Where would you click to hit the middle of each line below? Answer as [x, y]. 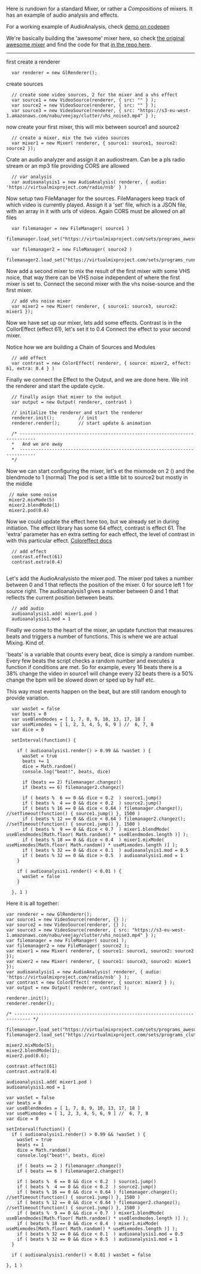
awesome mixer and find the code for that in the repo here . [79, 45]
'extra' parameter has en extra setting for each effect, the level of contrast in [100, 534]
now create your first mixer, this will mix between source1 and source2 [93, 127]
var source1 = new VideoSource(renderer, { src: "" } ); [84, 100]
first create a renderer [33, 62]
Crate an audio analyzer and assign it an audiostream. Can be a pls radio [96, 159]
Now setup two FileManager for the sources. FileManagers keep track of [96, 198]
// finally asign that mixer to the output [66, 397]
